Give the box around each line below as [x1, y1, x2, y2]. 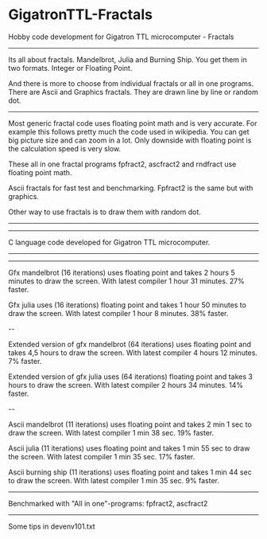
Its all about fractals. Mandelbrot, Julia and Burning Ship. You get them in [8, 54, 248, 64]
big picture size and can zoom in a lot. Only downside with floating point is [8, 135, 252, 145]
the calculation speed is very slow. [8, 143, 122, 153]
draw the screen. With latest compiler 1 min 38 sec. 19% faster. [8, 428, 215, 437]
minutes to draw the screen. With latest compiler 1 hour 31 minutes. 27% [8, 276, 245, 286]
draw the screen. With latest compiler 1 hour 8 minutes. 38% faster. [8, 308, 229, 318]
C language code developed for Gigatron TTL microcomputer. [8, 237, 211, 247]
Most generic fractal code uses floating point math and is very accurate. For [8, 118, 257, 128]
